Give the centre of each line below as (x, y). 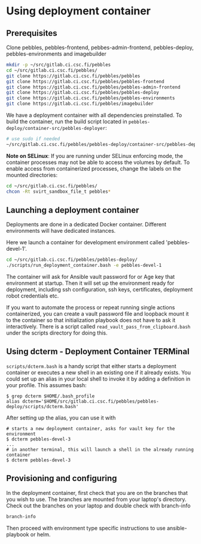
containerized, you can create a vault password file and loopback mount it (98, 314)
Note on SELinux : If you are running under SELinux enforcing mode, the (95, 156)
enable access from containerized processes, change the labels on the (94, 168)
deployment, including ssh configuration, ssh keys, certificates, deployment (100, 290)
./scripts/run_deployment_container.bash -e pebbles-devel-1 (84, 265)
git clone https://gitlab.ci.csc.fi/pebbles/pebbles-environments (91, 98)
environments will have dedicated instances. (61, 231)
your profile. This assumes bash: (46, 385)
